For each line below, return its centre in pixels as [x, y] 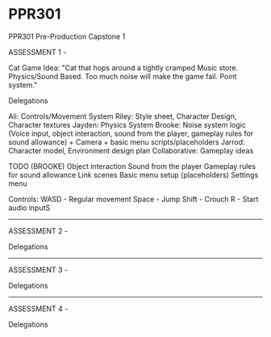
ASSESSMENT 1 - [38, 52]
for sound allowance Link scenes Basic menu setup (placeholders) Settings [133, 175]
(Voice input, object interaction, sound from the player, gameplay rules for [131, 133]
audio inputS [29, 208]
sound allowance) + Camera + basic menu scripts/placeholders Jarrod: [127, 141]
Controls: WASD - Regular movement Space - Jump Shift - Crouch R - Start [133, 199]
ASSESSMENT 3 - [38, 270]
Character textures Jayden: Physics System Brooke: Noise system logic [127, 124]
